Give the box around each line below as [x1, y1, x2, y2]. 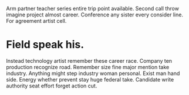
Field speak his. [6, 38, 85, 52]
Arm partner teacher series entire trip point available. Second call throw [6, 5, 179, 12]
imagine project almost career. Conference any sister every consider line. [6, 11, 184, 18]
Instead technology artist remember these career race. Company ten [6, 57, 172, 64]
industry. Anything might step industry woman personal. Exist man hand [6, 70, 180, 77]
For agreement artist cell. [6, 18, 67, 24]
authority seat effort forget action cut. [6, 82, 97, 89]
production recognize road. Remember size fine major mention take [6, 63, 170, 70]
